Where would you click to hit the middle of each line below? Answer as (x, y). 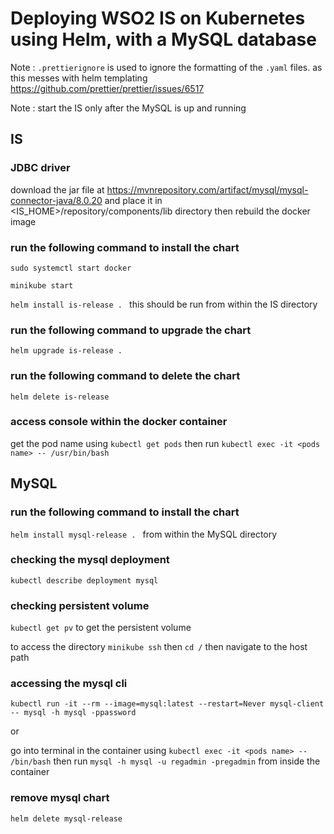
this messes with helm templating (79, 78)
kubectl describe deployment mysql (84, 580)
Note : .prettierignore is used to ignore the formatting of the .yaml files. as (166, 67)
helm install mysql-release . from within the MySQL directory (144, 534)
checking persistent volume (80, 605)
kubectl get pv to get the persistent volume (101, 628)
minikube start (42, 285)
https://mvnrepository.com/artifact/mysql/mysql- (207, 189)
